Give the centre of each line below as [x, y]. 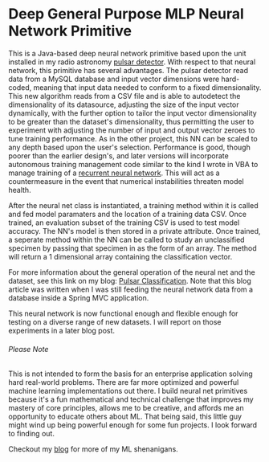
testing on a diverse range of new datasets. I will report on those [115, 321]
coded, [20, 87]
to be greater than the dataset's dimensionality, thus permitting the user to [131, 121]
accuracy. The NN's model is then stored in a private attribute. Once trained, [134, 231]
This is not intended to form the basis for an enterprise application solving [130, 374]
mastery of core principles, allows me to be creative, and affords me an [126, 408]
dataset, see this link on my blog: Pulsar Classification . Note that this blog [130, 280]
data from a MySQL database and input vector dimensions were [114, 79]
